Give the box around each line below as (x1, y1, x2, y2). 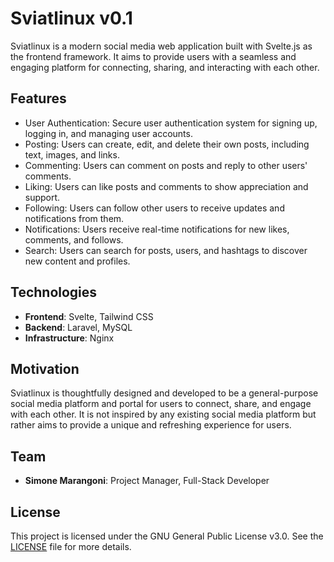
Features (10, 90, 67, 107)
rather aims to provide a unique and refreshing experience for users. (10, 419, 292, 431)
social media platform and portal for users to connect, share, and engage (10, 398, 312, 410)
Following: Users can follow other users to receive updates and (24, 202, 285, 214)
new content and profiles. (24, 255, 131, 267)
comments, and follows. (24, 233, 124, 246)
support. (24, 191, 61, 203)
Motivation (10, 360, 80, 377)
